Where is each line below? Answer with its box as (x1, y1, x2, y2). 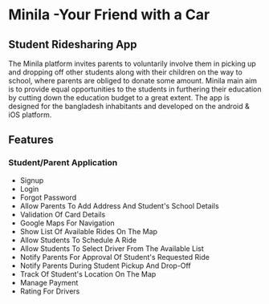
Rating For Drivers (19, 286, 80, 296)
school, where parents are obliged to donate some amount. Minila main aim (8, 76, 257, 85)
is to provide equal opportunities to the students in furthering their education (8, 84, 262, 94)
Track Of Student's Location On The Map (19, 269, 157, 278)
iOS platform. (8, 110, 52, 120)
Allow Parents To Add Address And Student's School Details (19, 201, 219, 210)
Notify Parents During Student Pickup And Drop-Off (19, 261, 191, 270)
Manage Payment (19, 278, 79, 287)
